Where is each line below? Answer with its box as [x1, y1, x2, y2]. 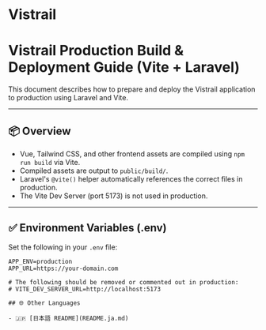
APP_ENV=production [8, 257, 73, 265]
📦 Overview [8, 124, 71, 137]
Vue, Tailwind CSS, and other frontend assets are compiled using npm [19, 148, 245, 159]
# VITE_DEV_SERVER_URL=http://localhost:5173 [8, 285, 161, 293]
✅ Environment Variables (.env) [8, 221, 167, 234]
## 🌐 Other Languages [8, 298, 81, 307]
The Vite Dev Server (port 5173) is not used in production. [19, 191, 208, 201]
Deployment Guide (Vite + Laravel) [8, 58, 240, 77]
